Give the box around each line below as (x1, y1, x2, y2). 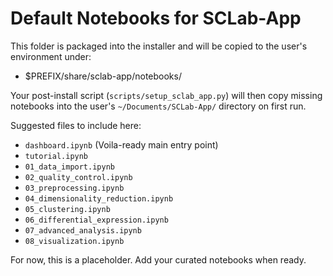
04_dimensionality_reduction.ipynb (24, 193, 174, 204)
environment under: (10, 50, 92, 62)
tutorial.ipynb (24, 151, 89, 161)
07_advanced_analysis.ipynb (24, 225, 142, 236)
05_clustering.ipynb (24, 204, 111, 214)
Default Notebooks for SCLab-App (10, 7, 302, 30)
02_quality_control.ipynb (24, 172, 133, 182)
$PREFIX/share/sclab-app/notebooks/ (24, 70, 182, 82)
